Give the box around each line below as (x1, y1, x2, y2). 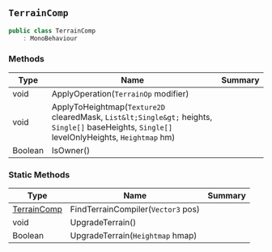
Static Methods (8, 169, 70, 180)
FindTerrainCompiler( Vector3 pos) (70, 203, 200, 215)
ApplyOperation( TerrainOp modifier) (51, 88, 189, 99)
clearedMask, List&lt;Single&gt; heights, (51, 111, 213, 122)
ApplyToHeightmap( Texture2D (51, 101, 166, 113)
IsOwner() (51, 144, 91, 156)
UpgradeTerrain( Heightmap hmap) (70, 230, 198, 241)
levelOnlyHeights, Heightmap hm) (51, 131, 176, 143)
